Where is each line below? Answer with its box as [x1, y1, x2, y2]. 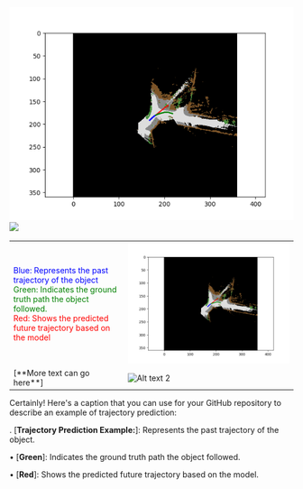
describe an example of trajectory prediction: [9, 407, 178, 418]
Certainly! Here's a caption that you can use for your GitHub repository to [9, 397, 282, 408]
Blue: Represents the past [13, 264, 108, 275]
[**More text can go [13, 368, 90, 379]
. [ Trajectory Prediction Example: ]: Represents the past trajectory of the [9, 424, 280, 435]
